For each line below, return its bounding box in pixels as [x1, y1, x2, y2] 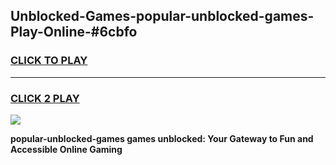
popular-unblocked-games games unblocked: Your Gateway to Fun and [10, 132, 314, 144]
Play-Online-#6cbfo [10, 24, 138, 41]
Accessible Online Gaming [10, 143, 123, 155]
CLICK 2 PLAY [10, 91, 80, 105]
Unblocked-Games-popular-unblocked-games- [10, 8, 315, 25]
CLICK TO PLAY [10, 54, 88, 68]
